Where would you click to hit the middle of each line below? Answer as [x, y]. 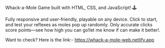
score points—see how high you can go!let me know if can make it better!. [83, 30]
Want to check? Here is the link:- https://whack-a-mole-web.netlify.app [80, 40]
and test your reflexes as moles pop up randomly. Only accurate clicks [79, 25]
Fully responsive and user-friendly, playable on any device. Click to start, [81, 19]
